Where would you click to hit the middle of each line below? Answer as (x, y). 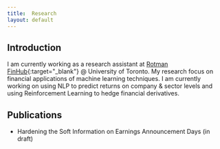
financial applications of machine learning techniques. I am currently (104, 79)
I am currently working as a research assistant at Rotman (88, 64)
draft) (25, 139)
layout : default (30, 20)
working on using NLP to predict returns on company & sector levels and (110, 86)
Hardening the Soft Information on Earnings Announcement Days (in (113, 132)
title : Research (32, 13)
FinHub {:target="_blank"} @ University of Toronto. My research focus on (110, 71)
